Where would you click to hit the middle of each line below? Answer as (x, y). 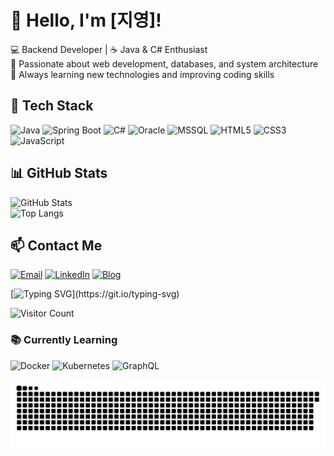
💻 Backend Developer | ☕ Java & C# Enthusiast (109, 49)
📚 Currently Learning (64, 340)
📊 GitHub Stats (59, 173)
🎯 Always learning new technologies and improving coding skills (142, 74)
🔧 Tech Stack (52, 106)
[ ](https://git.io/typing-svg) (95, 294)
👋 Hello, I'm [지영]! (86, 20)
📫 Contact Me (56, 245)
